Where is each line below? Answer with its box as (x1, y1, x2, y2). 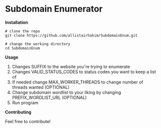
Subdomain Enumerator (5, 3, 103, 15)
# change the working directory (5, 41, 70, 47)
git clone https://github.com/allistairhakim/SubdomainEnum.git (5, 33, 138, 38)
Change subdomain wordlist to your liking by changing (12, 89, 121, 95)
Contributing (5, 109, 32, 115)
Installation (5, 19, 28, 25)
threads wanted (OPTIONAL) (12, 84, 69, 90)
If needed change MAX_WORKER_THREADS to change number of (12, 79, 144, 85)
